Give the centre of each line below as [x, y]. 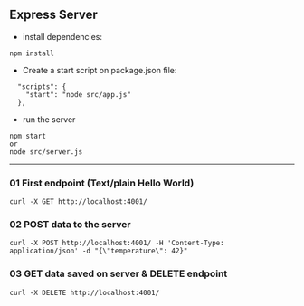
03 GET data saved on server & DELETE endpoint [119, 273]
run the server [49, 119]
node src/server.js [46, 152]
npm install [32, 53]
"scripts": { [42, 86]
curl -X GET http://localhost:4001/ [78, 202]
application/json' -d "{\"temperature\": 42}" [99, 251]
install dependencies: [62, 36]
